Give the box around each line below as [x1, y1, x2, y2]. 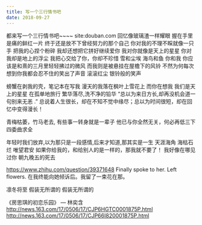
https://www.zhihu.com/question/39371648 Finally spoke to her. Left [6, 166, 177, 173]
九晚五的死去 [23, 154, 55, 161]
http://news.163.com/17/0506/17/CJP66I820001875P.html [6, 212, 150, 219]
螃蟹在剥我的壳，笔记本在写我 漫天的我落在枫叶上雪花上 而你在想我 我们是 [6, 82, 191, 90]
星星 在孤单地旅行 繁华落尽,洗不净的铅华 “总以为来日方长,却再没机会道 [16, 90, 191, 97]
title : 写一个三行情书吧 [6, 8, 62, 15]
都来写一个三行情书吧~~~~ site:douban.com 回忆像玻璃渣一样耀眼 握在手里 [6, 31, 194, 39]
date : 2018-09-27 [6, 15, 50, 21]
